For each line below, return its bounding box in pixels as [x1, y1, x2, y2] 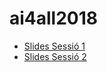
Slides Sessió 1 [23, 40, 86, 52]
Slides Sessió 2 [23, 50, 87, 62]
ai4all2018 [9, 7, 99, 30]
